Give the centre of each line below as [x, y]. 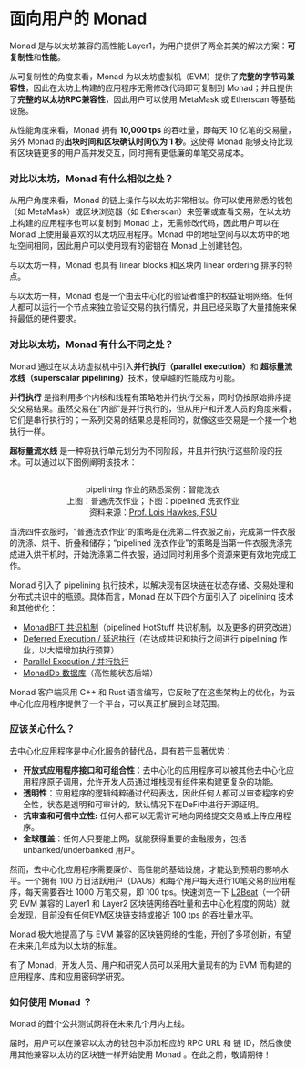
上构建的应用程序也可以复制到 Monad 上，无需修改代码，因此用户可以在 [144, 223]
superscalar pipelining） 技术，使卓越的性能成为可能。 [137, 377]
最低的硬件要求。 [49, 319]
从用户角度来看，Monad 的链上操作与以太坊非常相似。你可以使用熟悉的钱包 [151, 200]
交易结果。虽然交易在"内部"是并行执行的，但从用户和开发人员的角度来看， [157, 408]
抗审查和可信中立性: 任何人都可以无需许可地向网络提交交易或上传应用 [153, 816]
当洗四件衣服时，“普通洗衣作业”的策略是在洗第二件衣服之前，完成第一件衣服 [153, 531]
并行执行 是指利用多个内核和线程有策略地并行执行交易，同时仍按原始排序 [146, 396]
